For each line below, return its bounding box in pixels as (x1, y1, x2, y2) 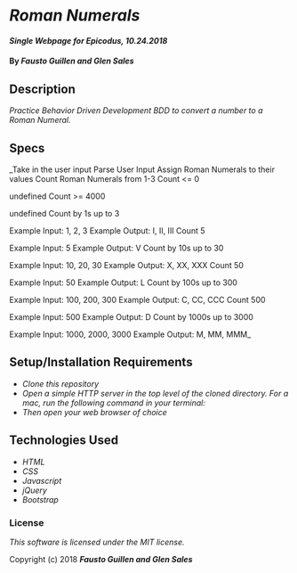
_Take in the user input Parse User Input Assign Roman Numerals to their (9, 164, 276, 175)
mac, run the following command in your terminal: (21, 397, 206, 408)
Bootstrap (21, 494, 60, 504)
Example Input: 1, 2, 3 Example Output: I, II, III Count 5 (9, 225, 206, 236)
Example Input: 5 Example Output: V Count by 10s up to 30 (9, 242, 224, 253)
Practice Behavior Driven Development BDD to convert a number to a (9, 105, 264, 116)
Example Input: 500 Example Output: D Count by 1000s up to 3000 (9, 312, 253, 322)
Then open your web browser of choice (21, 406, 167, 417)
